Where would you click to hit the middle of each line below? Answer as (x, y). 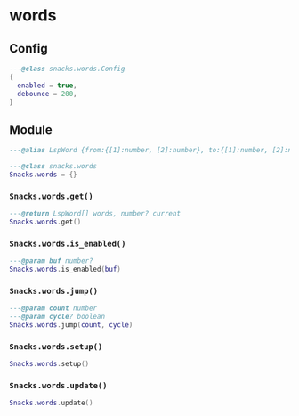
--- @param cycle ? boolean (57, 317)
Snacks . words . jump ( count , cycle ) (71, 325)
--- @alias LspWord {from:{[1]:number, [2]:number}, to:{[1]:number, (139, 151)
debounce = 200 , (47, 94)
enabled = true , (47, 86)
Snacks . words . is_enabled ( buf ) (65, 269)
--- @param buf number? (51, 261)
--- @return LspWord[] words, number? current (95, 214)
